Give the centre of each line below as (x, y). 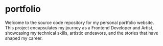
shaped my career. (24, 38)
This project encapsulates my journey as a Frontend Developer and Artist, (79, 27)
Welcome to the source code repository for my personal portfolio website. (80, 23)
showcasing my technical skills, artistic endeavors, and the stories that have (82, 33)
